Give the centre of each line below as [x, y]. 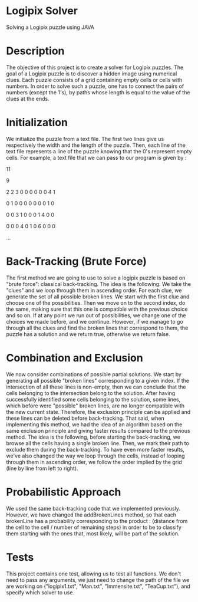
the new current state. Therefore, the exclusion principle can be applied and [98, 412]
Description [35, 51]
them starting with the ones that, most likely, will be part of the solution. [93, 533]
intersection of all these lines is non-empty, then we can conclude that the [96, 387]
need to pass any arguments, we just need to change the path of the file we [98, 580]
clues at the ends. [28, 98]
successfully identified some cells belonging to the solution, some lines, [93, 399]
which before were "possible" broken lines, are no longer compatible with [95, 406]
